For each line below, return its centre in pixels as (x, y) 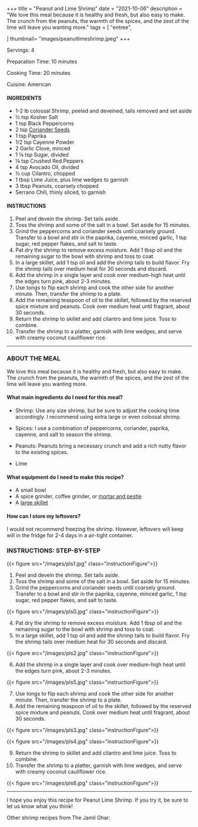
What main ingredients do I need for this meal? (65, 398)
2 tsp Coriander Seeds (42, 130)
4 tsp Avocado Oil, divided (47, 167)
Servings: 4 (21, 50)
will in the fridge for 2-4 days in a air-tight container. (70, 535)
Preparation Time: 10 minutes (42, 62)
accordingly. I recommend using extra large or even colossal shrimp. (98, 416)
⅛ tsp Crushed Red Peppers (49, 161)
